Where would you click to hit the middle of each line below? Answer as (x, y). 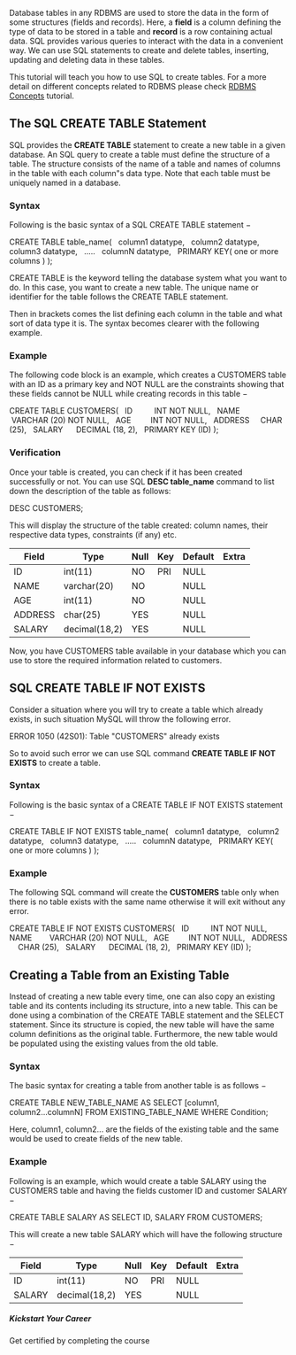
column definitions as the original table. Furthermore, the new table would (144, 1034)
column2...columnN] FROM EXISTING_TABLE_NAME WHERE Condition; (139, 1112)
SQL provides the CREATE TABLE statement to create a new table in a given (147, 144)
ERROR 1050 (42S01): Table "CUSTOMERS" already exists (114, 736)
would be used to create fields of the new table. (96, 1139)
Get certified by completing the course (80, 1341)
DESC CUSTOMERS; (46, 507)
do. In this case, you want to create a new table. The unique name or (134, 288)
